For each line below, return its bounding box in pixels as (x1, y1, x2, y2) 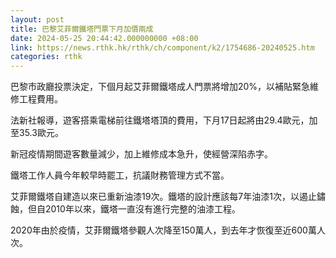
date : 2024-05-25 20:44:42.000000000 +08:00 (10, 33, 199, 43)
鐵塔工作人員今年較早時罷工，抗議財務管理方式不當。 (10, 169, 230, 181)
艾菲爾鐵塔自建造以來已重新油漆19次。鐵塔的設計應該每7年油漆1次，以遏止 (10, 191, 317, 203)
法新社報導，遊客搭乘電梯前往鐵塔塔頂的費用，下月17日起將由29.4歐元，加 (10, 114, 318, 126)
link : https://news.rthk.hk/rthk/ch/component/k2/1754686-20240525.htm (10, 42, 315, 53)
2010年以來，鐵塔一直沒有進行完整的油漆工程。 (44, 203, 241, 215)
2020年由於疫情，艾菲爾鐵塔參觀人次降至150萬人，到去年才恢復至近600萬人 (10, 224, 326, 236)
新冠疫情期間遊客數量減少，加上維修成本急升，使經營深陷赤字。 (10, 148, 273, 160)
